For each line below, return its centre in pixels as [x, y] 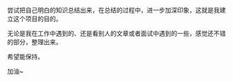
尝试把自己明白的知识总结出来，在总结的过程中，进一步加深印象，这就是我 [113, 10]
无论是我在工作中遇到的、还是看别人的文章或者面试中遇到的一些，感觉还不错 [116, 33]
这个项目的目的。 [37, 19]
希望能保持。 [25, 57]
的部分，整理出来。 [35, 42]
